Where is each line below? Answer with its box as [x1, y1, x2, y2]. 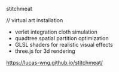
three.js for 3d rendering [14, 47, 76, 55]
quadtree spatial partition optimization [14, 35, 109, 41]
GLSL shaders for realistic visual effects [14, 41, 114, 48]
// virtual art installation [6, 17, 63, 23]
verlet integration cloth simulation [14, 28, 97, 35]
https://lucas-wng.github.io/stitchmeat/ [6, 59, 103, 66]
